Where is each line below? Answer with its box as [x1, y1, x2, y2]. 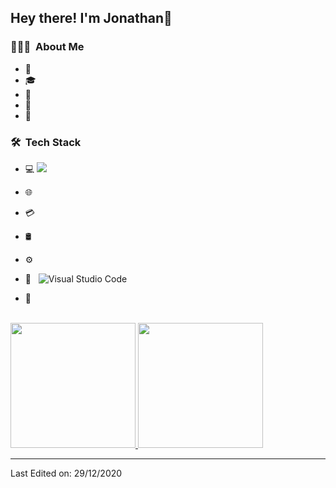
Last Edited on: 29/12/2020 [10, 467, 123, 479]
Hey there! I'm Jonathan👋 [10, 10, 173, 27]
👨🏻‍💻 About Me [10, 40, 85, 54]
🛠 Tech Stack [10, 135, 82, 149]
